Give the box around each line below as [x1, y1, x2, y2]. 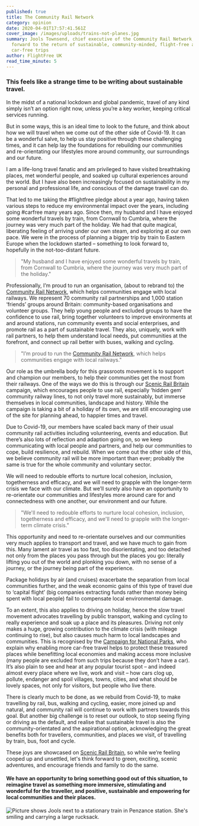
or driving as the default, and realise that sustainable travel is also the [6, 718, 176, 725]
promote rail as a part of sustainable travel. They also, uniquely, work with [6, 326, 187, 333]
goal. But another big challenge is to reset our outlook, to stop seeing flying [6, 712, 190, 719]
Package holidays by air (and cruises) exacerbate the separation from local [6, 576, 190, 583]
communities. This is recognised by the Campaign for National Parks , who [6, 638, 187, 645]
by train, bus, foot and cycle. [6, 737, 76, 744]
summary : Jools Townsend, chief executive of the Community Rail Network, [6, 36, 195, 42]
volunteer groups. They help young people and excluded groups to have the [6, 307, 192, 314]
